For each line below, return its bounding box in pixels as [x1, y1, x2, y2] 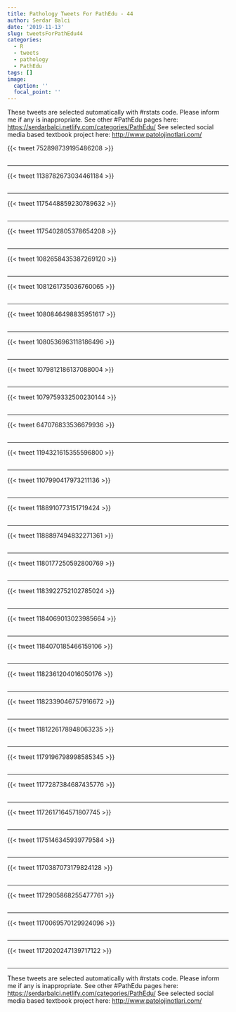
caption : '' [13, 82, 49, 89]
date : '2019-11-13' [7, 23, 65, 30]
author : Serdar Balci [7, 17, 71, 24]
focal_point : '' [13, 89, 61, 96]
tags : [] [7, 69, 33, 76]
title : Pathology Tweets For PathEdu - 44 [7, 10, 133, 18]
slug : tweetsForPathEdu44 [7, 30, 83, 37]
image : [7, 75, 27, 83]
